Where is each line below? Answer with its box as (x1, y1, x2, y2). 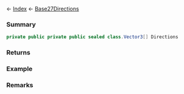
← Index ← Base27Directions (6, 5, 79, 12)
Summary (6, 20, 37, 29)
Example (6, 65, 33, 73)
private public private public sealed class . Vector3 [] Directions (6, 34, 179, 40)
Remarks (6, 81, 34, 89)
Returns (6, 49, 30, 57)
